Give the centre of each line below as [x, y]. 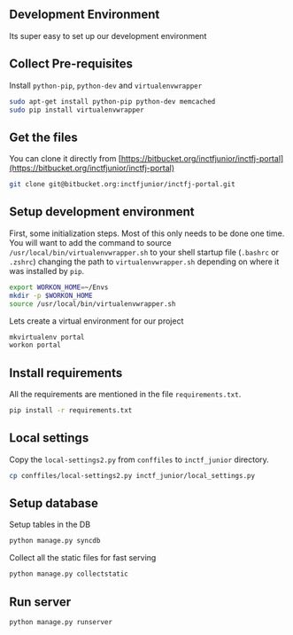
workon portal [35, 345]
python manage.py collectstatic [69, 574]
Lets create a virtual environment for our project [96, 321]
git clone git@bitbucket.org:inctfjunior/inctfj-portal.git [123, 184]
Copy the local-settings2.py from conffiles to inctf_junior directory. [139, 459]
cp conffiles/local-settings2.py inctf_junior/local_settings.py [132, 475]
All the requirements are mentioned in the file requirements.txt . [125, 395]
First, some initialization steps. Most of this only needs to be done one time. [147, 233]
